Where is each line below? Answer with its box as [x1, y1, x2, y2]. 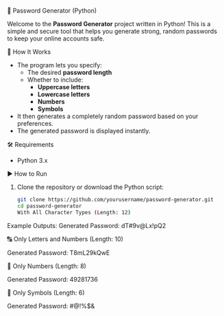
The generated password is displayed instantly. [16, 127, 151, 135]
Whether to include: [27, 76, 84, 84]
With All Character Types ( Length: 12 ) [16, 209, 132, 216]
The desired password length [27, 69, 112, 76]
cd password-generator [16, 203, 82, 210]
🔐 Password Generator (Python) [7, 7, 97, 14]
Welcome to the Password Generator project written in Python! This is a [7, 20, 211, 27]
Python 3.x [16, 157, 48, 164]
